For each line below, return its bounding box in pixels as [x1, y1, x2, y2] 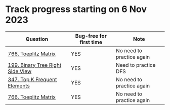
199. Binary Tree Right [8, 61, 62, 68]
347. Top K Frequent [8, 76, 57, 83]
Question [25, 35, 49, 42]
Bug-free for [75, 32, 107, 39]
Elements [8, 82, 30, 89]
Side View [8, 68, 32, 75]
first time [79, 39, 103, 46]
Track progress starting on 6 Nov [5, 4, 147, 15]
